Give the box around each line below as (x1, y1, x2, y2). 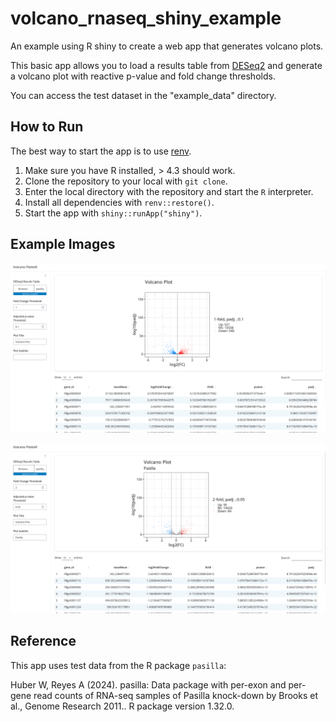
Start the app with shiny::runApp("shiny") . (24, 207, 203, 219)
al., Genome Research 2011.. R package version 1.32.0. (10, 700, 235, 712)
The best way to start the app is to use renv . (10, 145, 192, 157)
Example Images (10, 236, 116, 253)
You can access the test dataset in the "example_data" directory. (10, 89, 277, 101)
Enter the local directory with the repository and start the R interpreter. (24, 185, 314, 197)
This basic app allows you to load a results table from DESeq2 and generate (10, 59, 323, 71)
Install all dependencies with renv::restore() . (24, 196, 215, 208)
